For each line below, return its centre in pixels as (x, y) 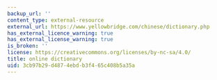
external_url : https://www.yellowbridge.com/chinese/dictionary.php (108, 26)
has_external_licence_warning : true (60, 33)
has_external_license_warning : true (60, 40)
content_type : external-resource (56, 20)
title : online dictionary (45, 59)
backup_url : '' (29, 14)
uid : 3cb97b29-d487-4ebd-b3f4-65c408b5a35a (71, 65)
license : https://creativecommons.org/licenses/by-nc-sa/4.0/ (99, 53)
